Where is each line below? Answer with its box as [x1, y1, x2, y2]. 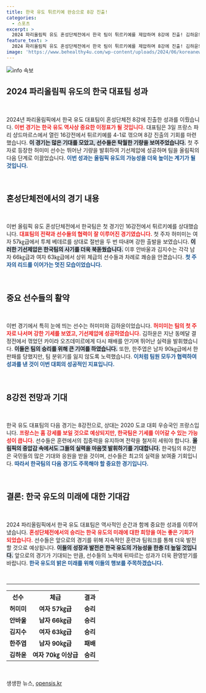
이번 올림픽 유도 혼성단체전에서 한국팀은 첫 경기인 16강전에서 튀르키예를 [6, 222, 178, 230]
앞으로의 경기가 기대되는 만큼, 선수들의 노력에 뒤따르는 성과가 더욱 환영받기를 [14, 551, 198, 559]
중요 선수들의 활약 [6, 292, 70, 303]
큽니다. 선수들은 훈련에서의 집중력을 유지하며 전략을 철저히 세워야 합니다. [17, 437, 191, 444]
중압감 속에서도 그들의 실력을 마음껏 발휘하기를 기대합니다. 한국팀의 [22, 445, 182, 452]
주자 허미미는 [160, 230, 192, 238]
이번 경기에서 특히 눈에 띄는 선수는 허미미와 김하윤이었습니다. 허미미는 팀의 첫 [6, 322, 191, 329]
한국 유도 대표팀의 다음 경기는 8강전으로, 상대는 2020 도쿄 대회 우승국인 [6, 421, 178, 429]
